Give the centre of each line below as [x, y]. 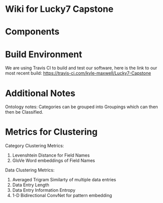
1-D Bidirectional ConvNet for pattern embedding [62, 196]
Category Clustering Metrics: [35, 146]
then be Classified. [24, 112]
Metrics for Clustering [51, 132]
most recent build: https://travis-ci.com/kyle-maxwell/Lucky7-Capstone [78, 73]
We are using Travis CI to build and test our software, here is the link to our [81, 68]
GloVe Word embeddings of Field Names [54, 161]
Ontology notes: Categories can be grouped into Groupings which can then [81, 107]
